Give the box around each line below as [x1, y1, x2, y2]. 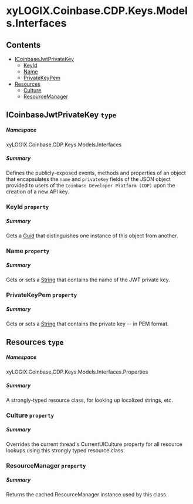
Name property [6, 247, 50, 255]
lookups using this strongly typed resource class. [6, 447, 125, 454]
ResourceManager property [6, 462, 86, 470]
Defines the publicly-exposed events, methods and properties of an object [6, 169, 186, 177]
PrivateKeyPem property [6, 291, 77, 299]
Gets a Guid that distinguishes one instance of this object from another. [6, 232, 178, 239]
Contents [6, 40, 41, 50]
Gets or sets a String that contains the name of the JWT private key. [6, 276, 170, 283]
